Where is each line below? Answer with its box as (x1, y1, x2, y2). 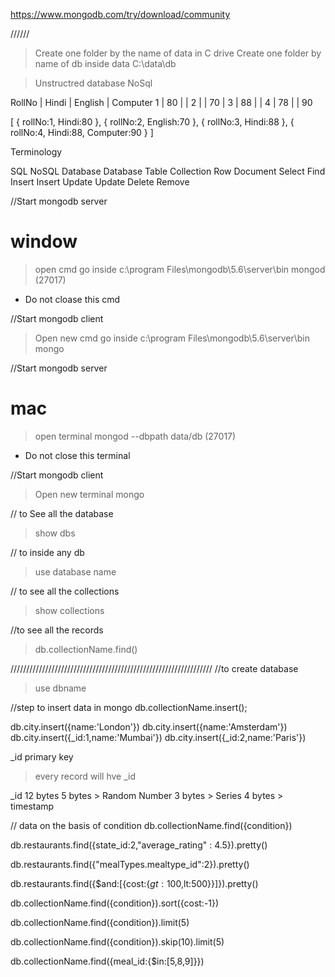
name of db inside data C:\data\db (34, 58, 177, 69)
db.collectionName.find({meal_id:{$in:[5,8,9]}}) (10, 955, 205, 967)
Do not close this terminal (24, 449, 131, 461)
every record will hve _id (34, 770, 137, 782)
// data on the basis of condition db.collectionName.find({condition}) (10, 819, 293, 831)
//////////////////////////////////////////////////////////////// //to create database (10, 662, 299, 674)
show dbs (34, 527, 76, 539)
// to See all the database (10, 507, 114, 519)
